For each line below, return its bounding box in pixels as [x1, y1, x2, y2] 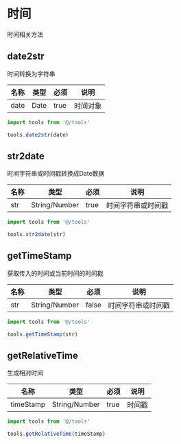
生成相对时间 [7, 369, 43, 377]
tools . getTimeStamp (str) [7, 331, 78, 338]
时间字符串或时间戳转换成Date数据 [7, 170, 105, 178]
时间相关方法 [7, 30, 43, 38]
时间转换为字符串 [7, 69, 56, 78]
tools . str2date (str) [7, 231, 67, 238]
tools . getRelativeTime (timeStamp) [7, 430, 106, 438]
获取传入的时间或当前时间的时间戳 [7, 269, 104, 277]
